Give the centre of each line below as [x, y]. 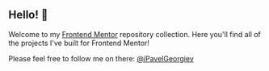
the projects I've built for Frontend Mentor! [79, 43]
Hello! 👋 [28, 15]
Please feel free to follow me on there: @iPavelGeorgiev [101, 58]
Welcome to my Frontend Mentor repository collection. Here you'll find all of [134, 34]
